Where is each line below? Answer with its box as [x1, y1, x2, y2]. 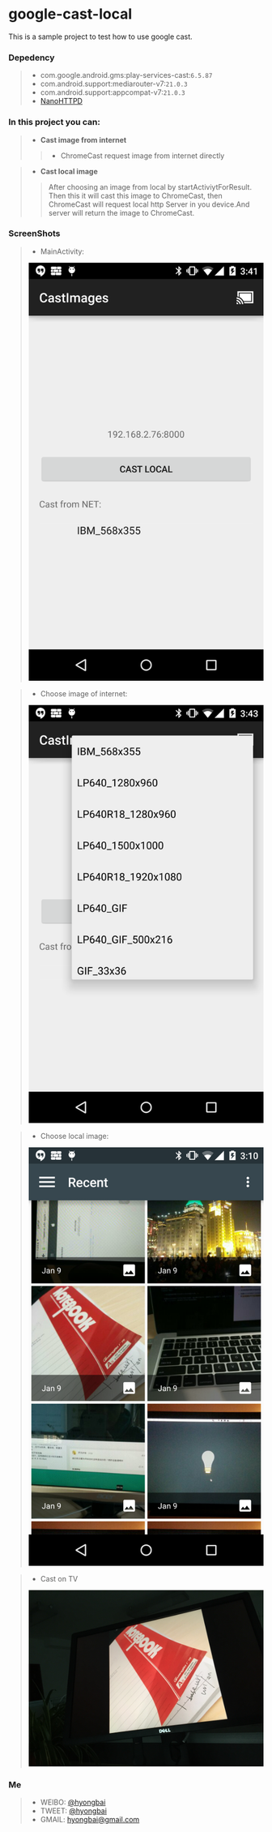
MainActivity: [40, 246, 85, 256]
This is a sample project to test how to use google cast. [8, 32, 193, 41]
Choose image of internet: [40, 689, 128, 699]
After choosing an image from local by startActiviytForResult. [48, 182, 253, 191]
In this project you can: [8, 117, 101, 128]
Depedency [8, 52, 55, 63]
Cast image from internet [40, 135, 127, 144]
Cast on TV [40, 1573, 79, 1583]
